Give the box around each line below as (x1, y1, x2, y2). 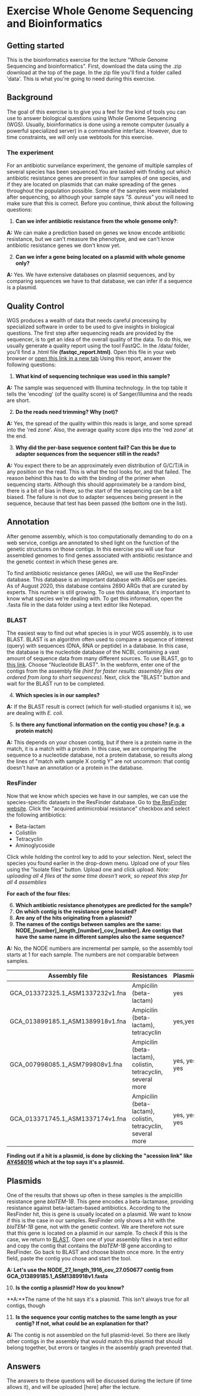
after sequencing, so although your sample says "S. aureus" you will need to (7, 193, 194, 200)
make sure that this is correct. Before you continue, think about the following (7, 200, 194, 207)
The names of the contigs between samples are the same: (15, 921, 162, 928)
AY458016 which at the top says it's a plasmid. (7, 1159, 125, 1166)
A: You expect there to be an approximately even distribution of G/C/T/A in (7, 462, 189, 469)
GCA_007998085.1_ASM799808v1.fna (9, 1061, 123, 1069)
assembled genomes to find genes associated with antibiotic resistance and (7, 551, 192, 559)
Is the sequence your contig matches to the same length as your (15, 1313, 177, 1321)
